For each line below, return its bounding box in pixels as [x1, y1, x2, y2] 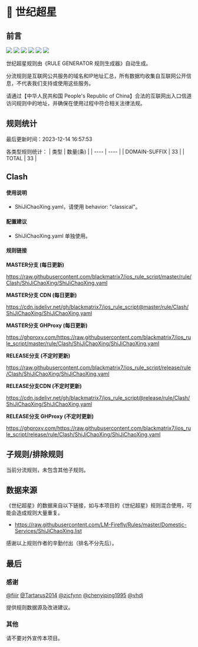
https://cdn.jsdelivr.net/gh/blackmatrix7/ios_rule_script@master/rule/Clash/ [6, 303, 189, 310]
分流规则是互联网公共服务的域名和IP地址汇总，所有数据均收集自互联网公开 [6, 72, 187, 79]
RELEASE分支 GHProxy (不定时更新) [6, 412, 94, 420]
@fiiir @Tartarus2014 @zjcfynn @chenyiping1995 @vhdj [6, 592, 143, 599]
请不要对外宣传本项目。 [6, 635, 63, 642]
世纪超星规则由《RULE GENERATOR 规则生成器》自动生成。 [6, 60, 151, 67]
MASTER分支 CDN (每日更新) [6, 291, 77, 299]
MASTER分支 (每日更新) [6, 261, 65, 268]
